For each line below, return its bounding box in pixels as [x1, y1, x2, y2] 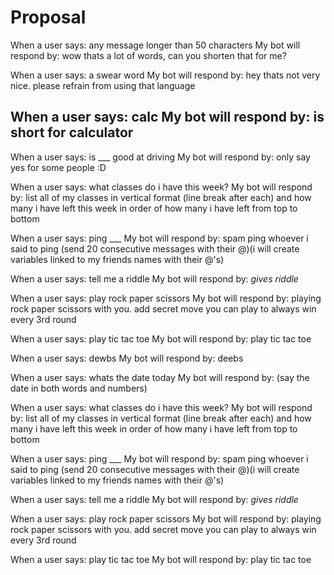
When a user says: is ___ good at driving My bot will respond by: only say [10, 151, 311, 163]
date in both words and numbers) [10, 382, 148, 394]
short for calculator [10, 124, 134, 141]
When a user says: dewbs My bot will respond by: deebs [10, 352, 244, 364]
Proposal [10, 6, 87, 29]
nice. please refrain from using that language [10, 79, 196, 91]
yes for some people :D [10, 161, 107, 173]
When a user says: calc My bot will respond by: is [10, 109, 325, 126]
